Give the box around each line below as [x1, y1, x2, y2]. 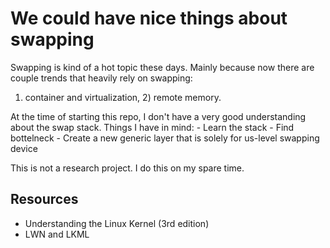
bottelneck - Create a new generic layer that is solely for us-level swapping [10, 132, 320, 144]
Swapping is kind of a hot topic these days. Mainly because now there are [10, 61, 315, 73]
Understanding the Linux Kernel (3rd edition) [24, 217, 210, 229]
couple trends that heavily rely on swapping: [10, 72, 193, 84]
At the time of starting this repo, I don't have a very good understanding [10, 110, 307, 122]
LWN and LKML [24, 228, 90, 240]
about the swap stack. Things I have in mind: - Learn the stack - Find [10, 121, 295, 133]
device [10, 142, 38, 154]
